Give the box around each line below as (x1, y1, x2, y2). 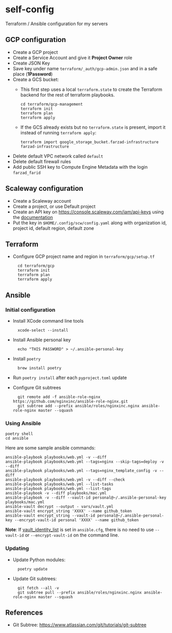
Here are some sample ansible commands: (5, 445, 96, 451)
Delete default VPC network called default (12, 153, 104, 159)
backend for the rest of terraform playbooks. (20, 91, 115, 98)
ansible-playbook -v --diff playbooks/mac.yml (5, 491, 107, 496)
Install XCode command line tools (12, 318, 84, 324)
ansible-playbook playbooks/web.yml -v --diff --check (5, 477, 125, 483)
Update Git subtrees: (12, 576, 57, 582)
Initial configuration (5, 306, 55, 313)
